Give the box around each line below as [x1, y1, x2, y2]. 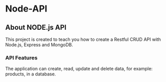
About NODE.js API [5, 23, 67, 32]
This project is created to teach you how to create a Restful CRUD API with [5, 36, 161, 42]
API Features [5, 54, 38, 61]
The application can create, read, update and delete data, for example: [5, 66, 153, 72]
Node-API [5, 3, 47, 15]
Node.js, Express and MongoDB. [5, 42, 74, 48]
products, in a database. [5, 71, 56, 77]
